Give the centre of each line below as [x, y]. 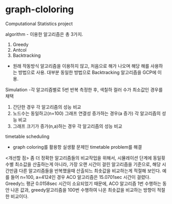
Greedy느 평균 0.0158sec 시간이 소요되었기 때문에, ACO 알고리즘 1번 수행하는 [83, 183]
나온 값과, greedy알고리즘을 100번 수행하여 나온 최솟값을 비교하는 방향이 [83, 190]
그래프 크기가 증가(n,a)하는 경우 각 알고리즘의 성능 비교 [68, 126]
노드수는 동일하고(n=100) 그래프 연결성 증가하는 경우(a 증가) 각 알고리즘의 [87, 113]
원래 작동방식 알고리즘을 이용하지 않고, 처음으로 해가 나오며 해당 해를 [81, 66]
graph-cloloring [40, 9]
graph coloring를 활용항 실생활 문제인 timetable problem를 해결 [77, 147]
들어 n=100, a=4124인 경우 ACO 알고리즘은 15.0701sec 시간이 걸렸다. [81, 177]
